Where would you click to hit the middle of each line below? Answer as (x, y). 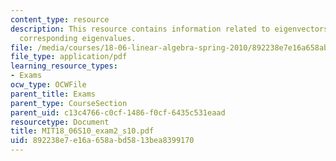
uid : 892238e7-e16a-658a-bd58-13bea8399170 (102, 141)
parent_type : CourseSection (69, 103)
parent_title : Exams (53, 94)
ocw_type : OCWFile (48, 85)
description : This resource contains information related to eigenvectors (169, 29)
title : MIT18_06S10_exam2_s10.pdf (82, 131)
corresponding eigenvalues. (78, 38)
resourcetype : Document (60, 122)
